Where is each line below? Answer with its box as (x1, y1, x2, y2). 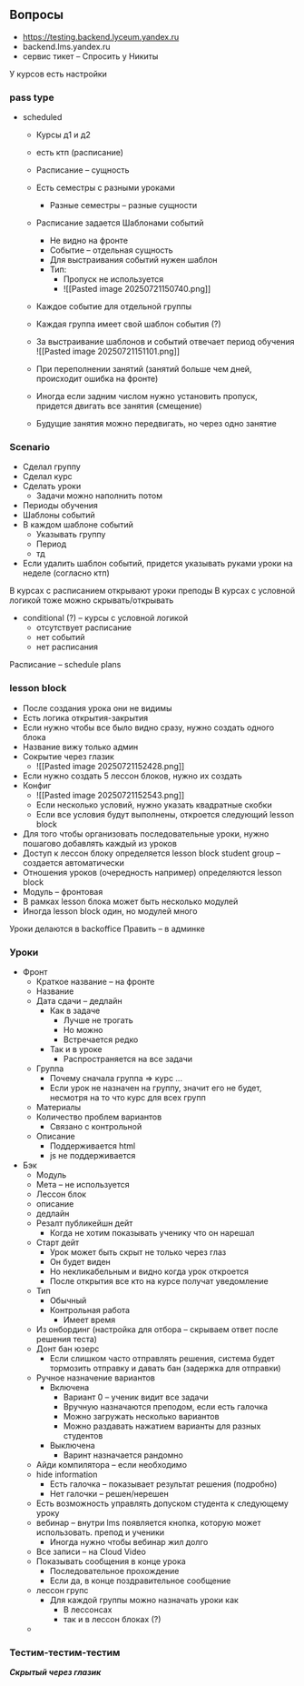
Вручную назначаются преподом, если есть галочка (63, 1401, 269, 1412)
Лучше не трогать (63, 1015, 133, 1026)
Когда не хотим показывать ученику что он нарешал (49, 1228, 255, 1238)
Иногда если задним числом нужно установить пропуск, (35, 391, 259, 402)
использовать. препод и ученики (35, 1527, 165, 1538)
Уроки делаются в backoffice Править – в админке (9, 923, 206, 934)
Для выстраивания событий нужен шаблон (49, 255, 218, 266)
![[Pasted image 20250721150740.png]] (63, 284, 211, 295)
